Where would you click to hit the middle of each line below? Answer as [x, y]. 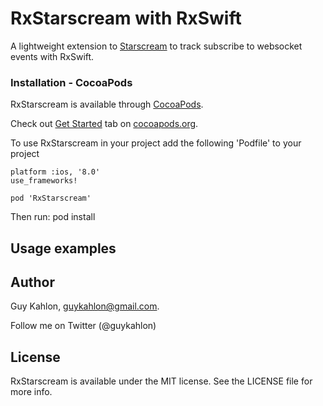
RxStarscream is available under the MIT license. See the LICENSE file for [161, 381]
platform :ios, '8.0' [55, 172]
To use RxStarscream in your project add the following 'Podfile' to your [156, 143]
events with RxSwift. [52, 56]
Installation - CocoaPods [71, 82]
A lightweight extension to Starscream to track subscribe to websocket [156, 46]
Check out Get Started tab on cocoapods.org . [104, 124]
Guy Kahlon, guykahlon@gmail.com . [85, 306]
